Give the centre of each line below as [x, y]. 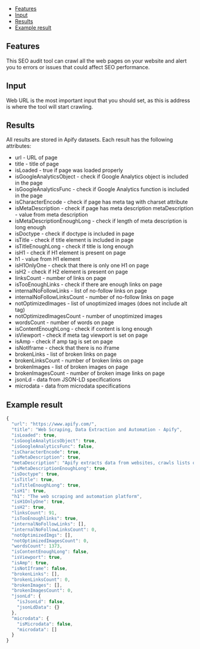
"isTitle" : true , [33, 479]
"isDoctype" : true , [36, 474]
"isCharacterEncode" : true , [46, 452]
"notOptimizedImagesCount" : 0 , [50, 541]
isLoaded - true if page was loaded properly [69, 170]
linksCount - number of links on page [60, 278]
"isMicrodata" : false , [45, 624]
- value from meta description [51, 215]
